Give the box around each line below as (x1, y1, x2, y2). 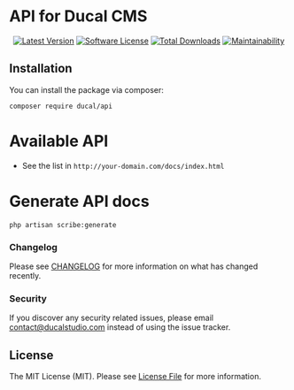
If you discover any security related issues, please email (9, 312, 214, 324)
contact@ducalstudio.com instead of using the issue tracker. (9, 322, 231, 333)
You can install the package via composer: (9, 84, 164, 95)
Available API (9, 131, 109, 151)
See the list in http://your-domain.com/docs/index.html (21, 160, 225, 171)
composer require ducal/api (9, 102, 113, 111)
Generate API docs (9, 191, 150, 211)
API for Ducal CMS (9, 6, 148, 27)
